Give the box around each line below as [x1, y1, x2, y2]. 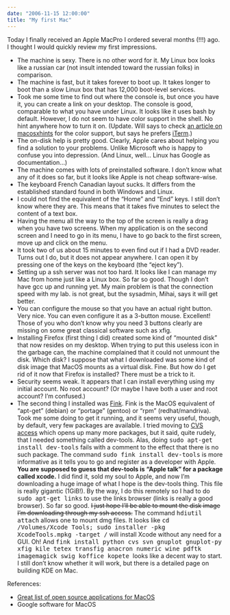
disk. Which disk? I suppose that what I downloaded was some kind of [16, 355, 216, 364]
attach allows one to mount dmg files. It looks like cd [16, 516, 170, 524]
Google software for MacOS [16, 600, 97, 608]
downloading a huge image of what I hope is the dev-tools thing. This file [16, 479, 223, 488]
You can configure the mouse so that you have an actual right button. [16, 304, 213, 313]
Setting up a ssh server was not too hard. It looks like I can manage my [16, 267, 217, 276]
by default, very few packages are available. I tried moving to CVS [16, 421, 204, 429]
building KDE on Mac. [16, 566, 79, 574]
